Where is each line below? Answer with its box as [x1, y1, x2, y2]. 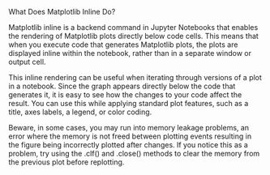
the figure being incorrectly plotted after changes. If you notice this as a [8, 140, 249, 149]
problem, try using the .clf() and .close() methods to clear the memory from [8, 149, 260, 158]
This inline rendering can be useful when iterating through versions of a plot [8, 73, 262, 82]
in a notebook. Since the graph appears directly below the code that [8, 81, 236, 91]
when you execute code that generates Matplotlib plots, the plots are [8, 40, 238, 49]
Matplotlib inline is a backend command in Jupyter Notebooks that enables [8, 23, 259, 32]
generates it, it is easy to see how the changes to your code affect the [8, 90, 242, 100]
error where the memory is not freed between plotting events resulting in [8, 131, 252, 141]
